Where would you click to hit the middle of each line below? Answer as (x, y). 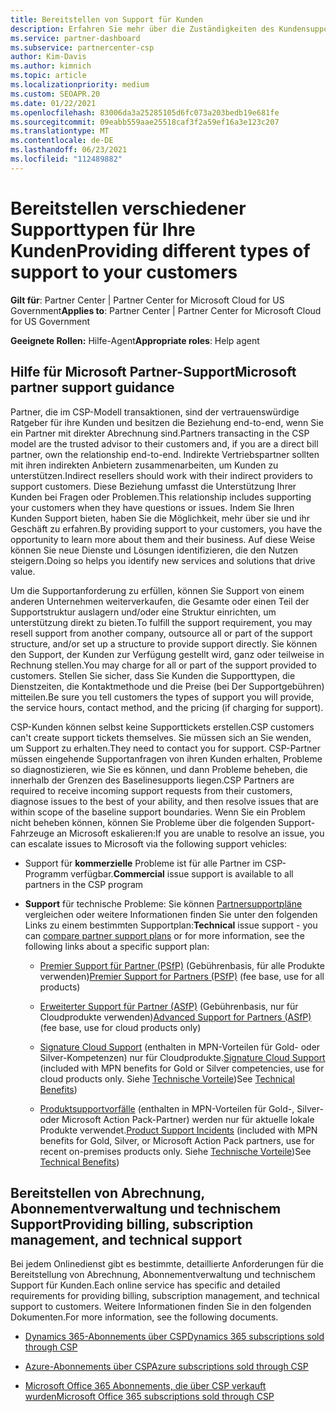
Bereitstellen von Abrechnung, (107, 1192)
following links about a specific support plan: (117, 946)
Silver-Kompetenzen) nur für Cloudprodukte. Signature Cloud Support (182, 1057)
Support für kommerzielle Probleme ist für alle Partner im (143, 863)
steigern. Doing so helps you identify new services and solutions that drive (163, 560)
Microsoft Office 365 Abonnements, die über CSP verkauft (145, 1386)
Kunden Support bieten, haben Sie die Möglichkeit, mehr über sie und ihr (160, 518)
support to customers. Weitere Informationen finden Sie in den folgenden (161, 1307)
